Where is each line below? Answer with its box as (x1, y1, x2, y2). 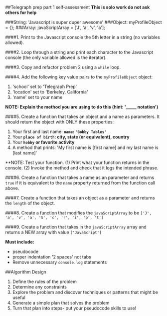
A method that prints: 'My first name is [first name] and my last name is (12, 144, 159, 150)
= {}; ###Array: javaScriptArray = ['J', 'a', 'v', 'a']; (5, 24, 106, 30)
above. (5, 185, 19, 191)
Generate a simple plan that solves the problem (12, 300, 110, 305)
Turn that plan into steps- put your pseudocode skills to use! (12, 305, 137, 311)
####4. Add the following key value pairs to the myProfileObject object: (5, 74, 153, 79)
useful (12, 294, 26, 300)
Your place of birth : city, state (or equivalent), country (12, 134, 130, 139)
